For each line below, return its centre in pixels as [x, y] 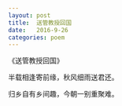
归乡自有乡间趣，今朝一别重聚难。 [63, 94]
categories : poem [37, 37]
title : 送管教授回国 [40, 23]
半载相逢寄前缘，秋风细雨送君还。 [63, 77]
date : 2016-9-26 [38, 30]
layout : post [30, 15]
